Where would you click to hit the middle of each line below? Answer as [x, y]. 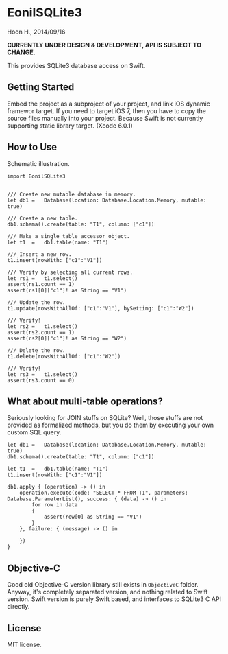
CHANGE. [21, 52]
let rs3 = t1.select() [42, 374]
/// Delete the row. [37, 350]
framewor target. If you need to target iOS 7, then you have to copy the [107, 110]
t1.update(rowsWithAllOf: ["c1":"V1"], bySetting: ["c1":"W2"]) [101, 308]
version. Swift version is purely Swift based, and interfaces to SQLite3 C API [114, 599]
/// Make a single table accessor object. [68, 236]
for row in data [55, 505]
